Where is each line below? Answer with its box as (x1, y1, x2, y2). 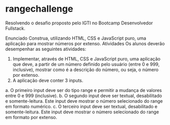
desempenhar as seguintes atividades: (5, 46, 87, 52)
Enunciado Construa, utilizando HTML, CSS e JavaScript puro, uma (5, 35, 147, 41)
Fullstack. (5, 25, 25, 31)
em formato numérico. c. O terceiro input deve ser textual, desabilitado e (5, 103, 158, 109)
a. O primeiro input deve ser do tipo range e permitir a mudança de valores (5, 87, 162, 93)
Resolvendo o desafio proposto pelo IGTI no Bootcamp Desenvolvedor (5, 20, 153, 26)
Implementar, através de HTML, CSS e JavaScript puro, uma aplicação (12, 55, 161, 61)
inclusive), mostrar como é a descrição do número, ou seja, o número (12, 67, 159, 73)
